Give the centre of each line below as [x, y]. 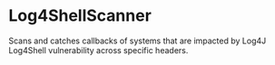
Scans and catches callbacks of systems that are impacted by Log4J [137, 41]
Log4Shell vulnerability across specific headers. [98, 50]
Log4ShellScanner [80, 16]
